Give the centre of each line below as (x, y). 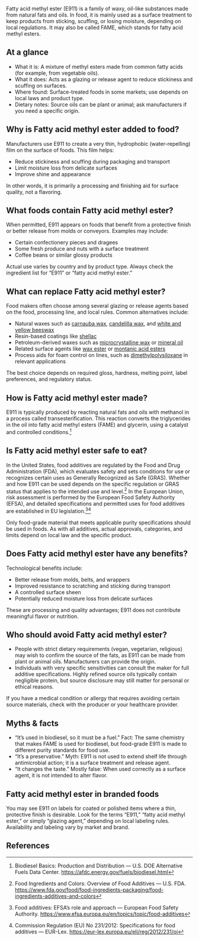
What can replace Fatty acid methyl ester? (86, 291)
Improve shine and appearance (53, 174)
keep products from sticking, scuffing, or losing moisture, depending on (94, 21)
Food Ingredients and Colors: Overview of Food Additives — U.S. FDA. (100, 883)
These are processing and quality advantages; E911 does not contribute (93, 610)
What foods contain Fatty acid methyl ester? (90, 211)
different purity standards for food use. (62, 750)
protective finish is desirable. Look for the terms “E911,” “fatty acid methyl (96, 815)
